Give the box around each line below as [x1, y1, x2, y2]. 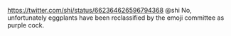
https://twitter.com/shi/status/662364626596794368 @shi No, [7, 6, 192, 14]
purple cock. [7, 21, 45, 29]
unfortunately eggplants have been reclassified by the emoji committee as [7, 13, 225, 22]
